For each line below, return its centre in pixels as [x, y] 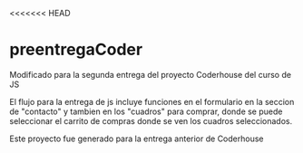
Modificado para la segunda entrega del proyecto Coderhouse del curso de [151, 74]
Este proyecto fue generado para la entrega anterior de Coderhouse [137, 139]
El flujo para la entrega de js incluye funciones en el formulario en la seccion [152, 101]
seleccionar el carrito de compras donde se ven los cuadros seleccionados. [151, 120]
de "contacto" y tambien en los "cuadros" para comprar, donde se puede [146, 111]
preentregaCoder [76, 50]
